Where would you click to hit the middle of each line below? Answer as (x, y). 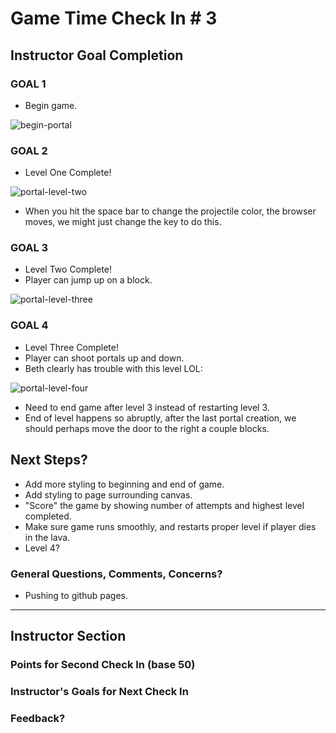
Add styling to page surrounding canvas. (108, 494)
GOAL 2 (29, 150)
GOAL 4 (29, 325)
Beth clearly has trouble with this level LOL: (113, 368)
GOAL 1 (28, 84)
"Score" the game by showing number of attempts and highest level (164, 505)
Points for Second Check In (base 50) (103, 665)
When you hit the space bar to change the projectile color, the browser (170, 211)
